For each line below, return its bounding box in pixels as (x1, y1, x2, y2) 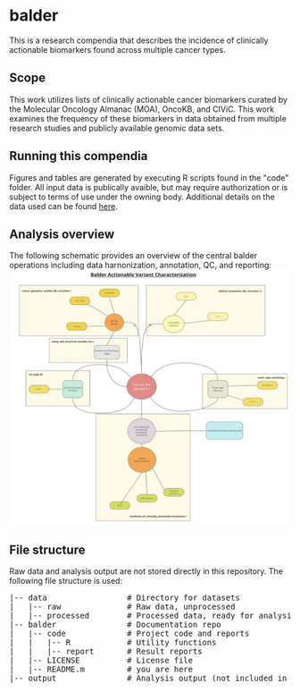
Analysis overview (9, 226, 115, 241)
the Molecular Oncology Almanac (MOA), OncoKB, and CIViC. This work (9, 104, 275, 114)
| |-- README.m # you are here (9, 663, 194, 674)
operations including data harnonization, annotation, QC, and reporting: (9, 260, 272, 271)
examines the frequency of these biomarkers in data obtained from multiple (9, 113, 287, 123)
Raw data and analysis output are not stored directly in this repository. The (9, 565, 284, 577)
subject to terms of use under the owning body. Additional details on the (9, 191, 275, 202)
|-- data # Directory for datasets (9, 592, 241, 603)
